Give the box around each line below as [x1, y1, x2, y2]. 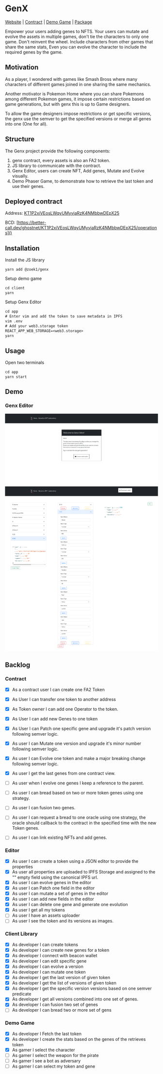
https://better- [17, 220, 47, 225]
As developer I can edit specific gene [12, 958, 87, 964]
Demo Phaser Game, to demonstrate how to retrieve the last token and [12, 178, 153, 184]
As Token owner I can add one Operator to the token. [12, 706, 118, 712]
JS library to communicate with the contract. [12, 163, 101, 168]
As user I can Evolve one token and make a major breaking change [12, 756, 146, 761]
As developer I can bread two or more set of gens [12, 1007, 112, 1013]
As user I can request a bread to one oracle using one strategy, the [12, 815, 146, 820]
